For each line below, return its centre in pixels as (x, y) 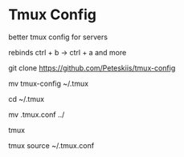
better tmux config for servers (58, 37)
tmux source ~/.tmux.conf (51, 145)
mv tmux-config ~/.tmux (49, 83)
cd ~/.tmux (27, 99)
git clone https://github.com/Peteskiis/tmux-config (92, 68)
